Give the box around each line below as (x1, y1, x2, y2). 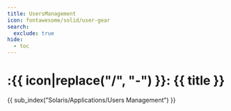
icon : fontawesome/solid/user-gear (7, 17, 111, 24)
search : (7, 23, 30, 30)
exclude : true (13, 29, 54, 37)
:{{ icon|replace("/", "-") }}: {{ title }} (7, 73, 225, 89)
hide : (7, 36, 23, 43)
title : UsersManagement (7, 10, 77, 17)
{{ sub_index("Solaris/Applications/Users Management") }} (7, 96, 176, 104)
